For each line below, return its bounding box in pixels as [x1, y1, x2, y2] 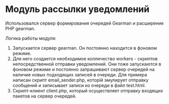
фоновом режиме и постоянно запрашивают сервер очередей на [12, 66, 155, 72]
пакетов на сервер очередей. [12, 93, 77, 99]
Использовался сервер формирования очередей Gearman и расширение [5, 20, 164, 26]
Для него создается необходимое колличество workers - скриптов [12, 55, 158, 61]
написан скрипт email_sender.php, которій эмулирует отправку [12, 77, 149, 83]
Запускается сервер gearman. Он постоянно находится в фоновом [12, 45, 157, 51]
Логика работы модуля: [5, 35, 57, 41]
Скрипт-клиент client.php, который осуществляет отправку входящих [12, 87, 163, 93]
